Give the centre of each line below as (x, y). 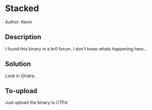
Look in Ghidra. (20, 76)
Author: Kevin (19, 22)
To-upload (21, 91)
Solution (18, 64)
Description (23, 37)
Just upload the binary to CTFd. (37, 103)
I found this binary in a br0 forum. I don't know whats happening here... (76, 48)
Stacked (22, 8)
